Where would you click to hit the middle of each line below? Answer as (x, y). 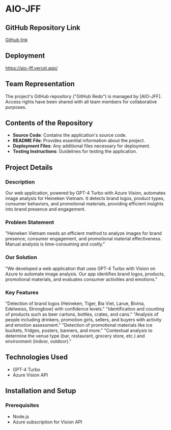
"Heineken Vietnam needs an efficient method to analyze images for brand (83, 233)
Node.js (21, 416)
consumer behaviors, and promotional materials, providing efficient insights (84, 204)
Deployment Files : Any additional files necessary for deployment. (81, 146)
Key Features (22, 292)
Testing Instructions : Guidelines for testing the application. (75, 151)
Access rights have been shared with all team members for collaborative (81, 102)
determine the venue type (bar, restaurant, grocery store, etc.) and (75, 336)
